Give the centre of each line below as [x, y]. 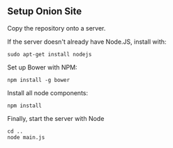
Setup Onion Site [45, 11]
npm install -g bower [39, 80]
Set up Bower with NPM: [43, 67]
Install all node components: [48, 92]
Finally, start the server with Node [56, 118]
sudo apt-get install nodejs [50, 54]
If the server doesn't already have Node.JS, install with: [87, 42]
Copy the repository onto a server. [57, 28]
